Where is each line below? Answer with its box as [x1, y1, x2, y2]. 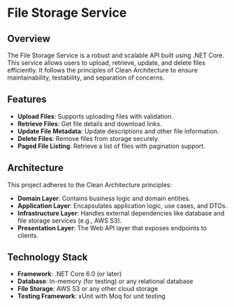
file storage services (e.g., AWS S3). [17, 216, 122, 225]
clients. [17, 231, 38, 239]
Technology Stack [7, 251, 88, 263]
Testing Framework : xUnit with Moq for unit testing [17, 292, 166, 301]
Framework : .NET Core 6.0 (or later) [17, 270, 122, 278]
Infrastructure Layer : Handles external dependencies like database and [17, 209, 225, 217]
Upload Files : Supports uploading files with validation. [17, 112, 173, 120]
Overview [7, 33, 51, 45]
